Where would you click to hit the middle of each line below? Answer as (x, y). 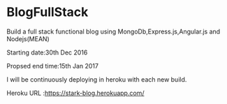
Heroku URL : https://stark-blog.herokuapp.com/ (75, 93)
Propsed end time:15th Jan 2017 (53, 66)
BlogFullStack (47, 12)
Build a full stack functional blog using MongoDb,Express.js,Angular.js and (113, 31)
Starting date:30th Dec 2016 (47, 52)
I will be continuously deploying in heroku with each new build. (97, 79)
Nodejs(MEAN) (28, 38)
